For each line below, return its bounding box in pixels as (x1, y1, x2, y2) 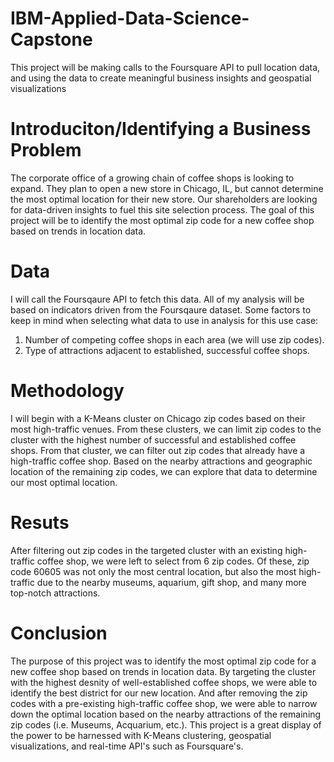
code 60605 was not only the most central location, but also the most (10, 565, 297, 577)
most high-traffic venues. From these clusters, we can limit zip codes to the (10, 423, 322, 435)
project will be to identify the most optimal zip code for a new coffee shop (10, 214, 315, 226)
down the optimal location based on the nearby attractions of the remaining (10, 708, 322, 720)
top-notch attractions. (10, 587, 101, 599)
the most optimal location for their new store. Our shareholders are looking (10, 193, 318, 205)
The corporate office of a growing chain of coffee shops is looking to (10, 172, 295, 184)
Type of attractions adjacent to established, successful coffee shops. (24, 344, 310, 356)
